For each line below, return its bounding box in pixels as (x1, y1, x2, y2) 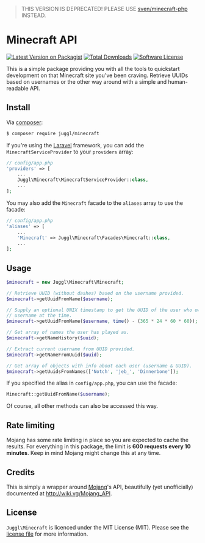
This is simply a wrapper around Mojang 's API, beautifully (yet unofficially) (6, 483, 193, 490)
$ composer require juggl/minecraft (6, 130, 99, 136)
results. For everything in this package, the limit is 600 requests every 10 (6, 443, 191, 450)
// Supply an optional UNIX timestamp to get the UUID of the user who (6, 307, 192, 313)
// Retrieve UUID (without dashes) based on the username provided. (6, 290, 184, 296)
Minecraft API (6, 33, 77, 47)
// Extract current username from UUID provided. (6, 345, 135, 352)
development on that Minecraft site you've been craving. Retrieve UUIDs (6, 72, 189, 79)
